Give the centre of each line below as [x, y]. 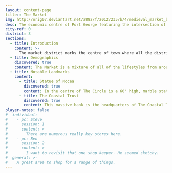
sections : [16, 39]
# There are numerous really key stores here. [64, 134]
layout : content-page [28, 10]
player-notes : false [27, 110]
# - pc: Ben [21, 139]
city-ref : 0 [18, 29]
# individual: [21, 115]
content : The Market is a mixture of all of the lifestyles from [86, 67]
